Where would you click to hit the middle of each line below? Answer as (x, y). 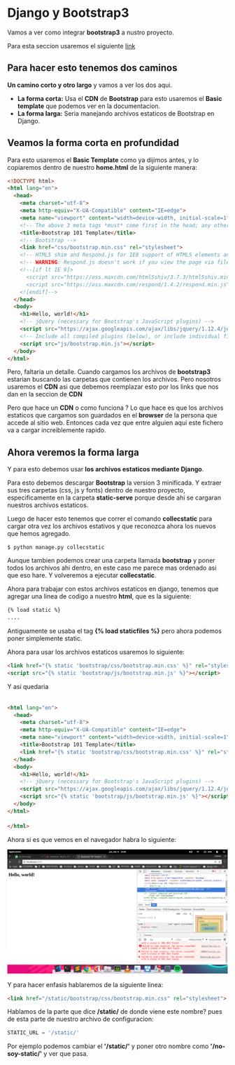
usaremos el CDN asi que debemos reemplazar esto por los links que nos (113, 387)
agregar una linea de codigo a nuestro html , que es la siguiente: (99, 596)
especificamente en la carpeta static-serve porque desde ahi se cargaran (114, 498)
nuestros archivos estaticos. (48, 505)
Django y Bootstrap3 (68, 13)
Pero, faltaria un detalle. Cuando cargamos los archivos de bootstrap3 (109, 372)
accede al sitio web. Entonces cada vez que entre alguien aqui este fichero (115, 423)
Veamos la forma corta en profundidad (93, 143)
